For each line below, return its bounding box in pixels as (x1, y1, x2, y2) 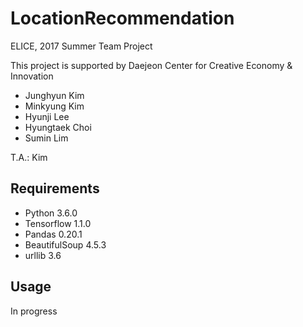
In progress (10, 305, 58, 317)
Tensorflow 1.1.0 (24, 217, 92, 229)
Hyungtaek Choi (24, 121, 92, 133)
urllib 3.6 (24, 249, 62, 261)
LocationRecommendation (10, 7, 235, 30)
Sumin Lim (24, 132, 69, 144)
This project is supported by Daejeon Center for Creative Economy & (10, 59, 293, 71)
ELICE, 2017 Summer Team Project (10, 40, 153, 52)
